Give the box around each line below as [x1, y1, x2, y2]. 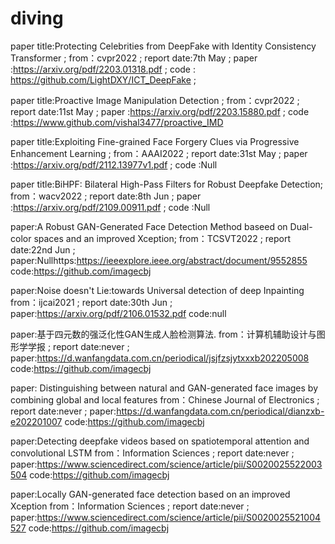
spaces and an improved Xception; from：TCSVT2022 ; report [33, 232, 292, 244]
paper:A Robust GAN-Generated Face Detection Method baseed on [10, 220, 288, 232]
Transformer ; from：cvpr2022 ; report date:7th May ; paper [10, 52, 258, 64]
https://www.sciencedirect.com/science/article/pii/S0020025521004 [36, 511, 322, 523]
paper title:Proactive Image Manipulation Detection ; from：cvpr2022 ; [10, 94, 300, 106]
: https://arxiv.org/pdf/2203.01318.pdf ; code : [10, 63, 196, 75]
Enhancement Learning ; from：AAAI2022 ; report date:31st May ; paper [10, 147, 308, 159]
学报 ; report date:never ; [27, 340, 130, 352]
